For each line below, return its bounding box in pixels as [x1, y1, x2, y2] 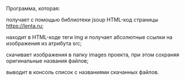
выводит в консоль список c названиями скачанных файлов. [6, 69, 160, 75]
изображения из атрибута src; [6, 40, 82, 47]
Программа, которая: [6, 5, 60, 12]
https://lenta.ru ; [6, 23, 44, 29]
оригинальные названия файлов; [6, 58, 89, 64]
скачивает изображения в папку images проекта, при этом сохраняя [6, 51, 179, 58]
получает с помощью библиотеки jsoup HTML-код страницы [6, 16, 159, 23]
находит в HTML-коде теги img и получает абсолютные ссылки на [6, 34, 173, 40]
